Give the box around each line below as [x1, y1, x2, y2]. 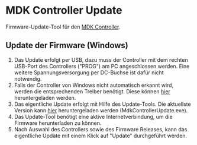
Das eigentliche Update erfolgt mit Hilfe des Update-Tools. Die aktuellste [14, 100, 191, 108]
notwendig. [14, 75, 42, 82]
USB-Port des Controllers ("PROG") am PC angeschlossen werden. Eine [14, 62, 190, 70]
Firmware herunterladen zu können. [14, 119, 102, 127]
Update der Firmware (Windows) [5, 40, 128, 51]
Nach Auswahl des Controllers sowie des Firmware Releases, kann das [14, 125, 188, 133]
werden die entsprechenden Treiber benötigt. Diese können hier [14, 87, 171, 95]
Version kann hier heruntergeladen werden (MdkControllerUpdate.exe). [14, 106, 188, 114]
